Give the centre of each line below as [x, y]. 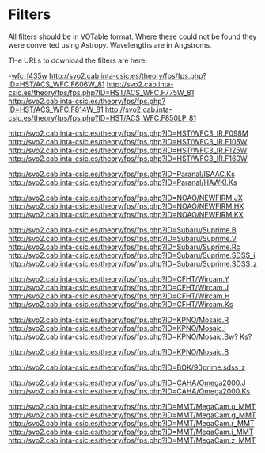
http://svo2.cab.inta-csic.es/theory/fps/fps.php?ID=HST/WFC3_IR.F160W [128, 158]
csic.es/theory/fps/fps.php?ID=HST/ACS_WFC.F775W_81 [101, 92]
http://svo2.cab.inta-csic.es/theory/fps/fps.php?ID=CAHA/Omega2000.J [127, 382]
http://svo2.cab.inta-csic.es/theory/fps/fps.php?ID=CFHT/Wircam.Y [119, 278]
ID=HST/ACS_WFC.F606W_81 [57, 84]
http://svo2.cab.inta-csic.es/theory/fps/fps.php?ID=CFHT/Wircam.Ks [121, 304]
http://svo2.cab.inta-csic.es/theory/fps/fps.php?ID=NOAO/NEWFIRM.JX [125, 198]
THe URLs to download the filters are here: [78, 60]
